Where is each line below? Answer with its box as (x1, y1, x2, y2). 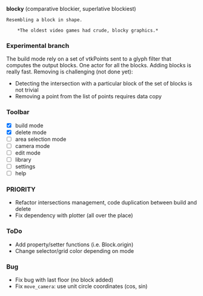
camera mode (15, 142, 50, 149)
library (15, 156, 32, 163)
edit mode (15, 149, 41, 156)
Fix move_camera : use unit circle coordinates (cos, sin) (15, 282, 148, 290)
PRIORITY (6, 185, 36, 193)
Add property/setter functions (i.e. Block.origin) (15, 241, 134, 248)
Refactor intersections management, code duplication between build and (15, 199, 197, 206)
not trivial (15, 86, 39, 93)
